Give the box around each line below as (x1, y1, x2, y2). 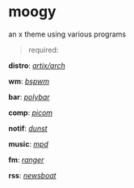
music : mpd (8, 139, 48, 148)
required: (27, 45, 59, 54)
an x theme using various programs (8, 29, 127, 39)
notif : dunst (8, 123, 48, 133)
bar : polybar (8, 92, 50, 101)
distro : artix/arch (8, 60, 66, 70)
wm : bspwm (8, 76, 50, 86)
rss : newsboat (8, 170, 57, 180)
